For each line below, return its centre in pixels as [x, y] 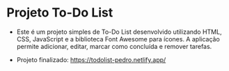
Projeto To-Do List [60, 13]
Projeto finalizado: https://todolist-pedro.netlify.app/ [91, 59]
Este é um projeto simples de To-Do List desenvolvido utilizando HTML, [119, 32]
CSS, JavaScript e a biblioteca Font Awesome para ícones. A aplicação [118, 39]
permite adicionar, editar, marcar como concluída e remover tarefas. [114, 46]
